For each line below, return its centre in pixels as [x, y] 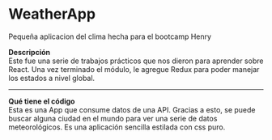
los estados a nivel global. [52, 78]
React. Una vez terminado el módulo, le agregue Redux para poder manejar [134, 69]
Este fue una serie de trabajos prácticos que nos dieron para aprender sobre [136, 61]
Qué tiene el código [42, 101]
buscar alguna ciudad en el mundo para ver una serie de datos [113, 118]
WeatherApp [52, 14]
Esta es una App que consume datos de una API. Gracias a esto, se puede [132, 109]
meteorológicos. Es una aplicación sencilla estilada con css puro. [117, 127]
